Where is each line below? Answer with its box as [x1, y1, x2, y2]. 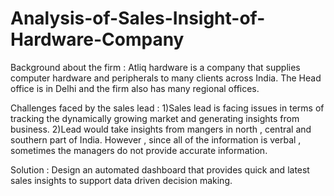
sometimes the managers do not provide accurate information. [10, 144, 268, 156]
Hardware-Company [10, 28, 185, 51]
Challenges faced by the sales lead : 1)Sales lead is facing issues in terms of [10, 102, 325, 114]
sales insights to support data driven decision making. [10, 174, 233, 186]
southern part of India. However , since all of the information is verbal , [10, 133, 302, 146]
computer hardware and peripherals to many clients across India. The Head [10, 72, 322, 84]
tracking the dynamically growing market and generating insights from [10, 112, 300, 124]
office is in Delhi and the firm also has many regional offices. [10, 82, 260, 94]
